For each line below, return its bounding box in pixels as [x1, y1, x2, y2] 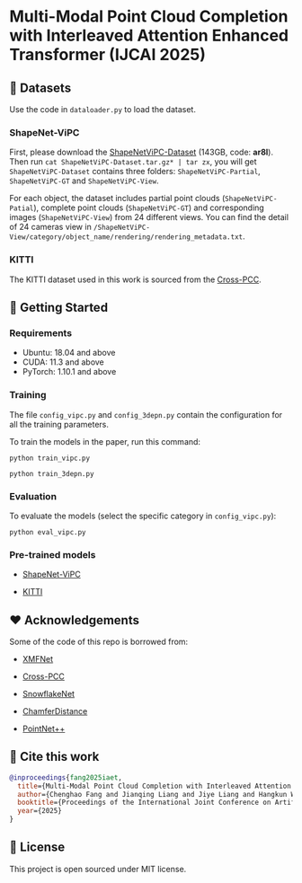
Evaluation [9, 490, 57, 502]
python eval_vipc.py [9, 527, 87, 536]
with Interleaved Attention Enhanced [9, 25, 289, 46]
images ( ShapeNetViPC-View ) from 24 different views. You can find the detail [9, 212, 289, 223]
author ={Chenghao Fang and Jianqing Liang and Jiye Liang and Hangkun [17, 790, 288, 799]
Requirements [9, 326, 73, 339]
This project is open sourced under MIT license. [9, 863, 187, 874]
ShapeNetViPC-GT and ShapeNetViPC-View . [9, 175, 159, 186]
